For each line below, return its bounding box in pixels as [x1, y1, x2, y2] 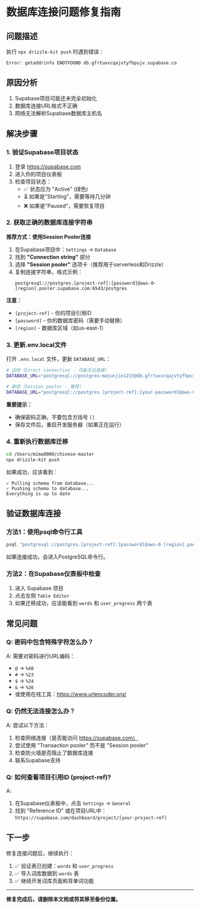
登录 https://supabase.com [14, 162, 82, 170]
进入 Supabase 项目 [14, 584, 64, 591]
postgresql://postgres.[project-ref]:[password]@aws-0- [14, 280, 157, 286]
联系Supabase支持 [14, 757, 61, 764]
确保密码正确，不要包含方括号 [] [14, 413, 95, 421]
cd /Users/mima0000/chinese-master [6, 451, 95, 457]
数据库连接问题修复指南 [6, 5, 121, 19]
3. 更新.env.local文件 [6, 340, 67, 349]
